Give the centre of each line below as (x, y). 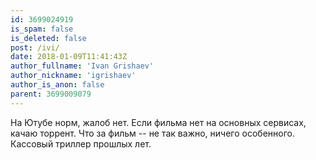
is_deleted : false (48, 38)
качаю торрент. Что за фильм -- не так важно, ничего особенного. (152, 133)
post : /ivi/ (35, 47)
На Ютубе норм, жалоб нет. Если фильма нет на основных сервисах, (158, 122)
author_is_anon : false (57, 85)
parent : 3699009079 (51, 94)
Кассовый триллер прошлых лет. (81, 143)
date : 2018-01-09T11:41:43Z (69, 57)
